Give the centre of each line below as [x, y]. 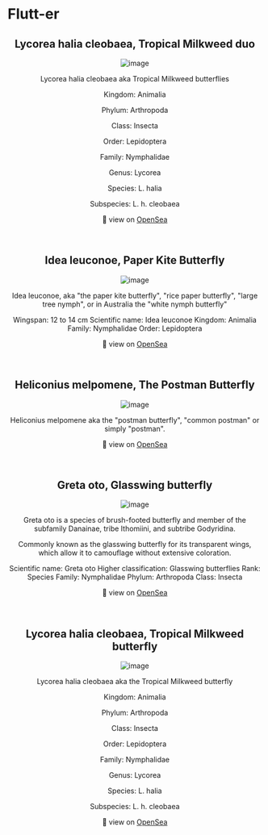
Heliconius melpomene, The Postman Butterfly [135, 385]
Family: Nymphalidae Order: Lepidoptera [135, 328]
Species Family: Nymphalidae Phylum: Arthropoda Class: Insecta [135, 577]
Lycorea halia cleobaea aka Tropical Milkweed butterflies [135, 79]
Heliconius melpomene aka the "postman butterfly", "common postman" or [135, 420]
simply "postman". [135, 428]
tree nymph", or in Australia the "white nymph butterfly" [135, 304]
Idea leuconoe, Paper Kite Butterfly [135, 260]
